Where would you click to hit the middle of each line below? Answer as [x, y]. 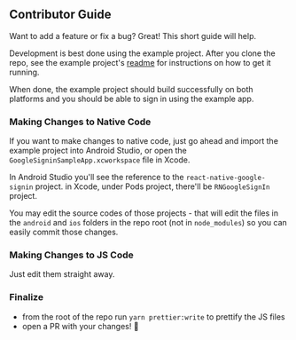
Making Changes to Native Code [80, 122]
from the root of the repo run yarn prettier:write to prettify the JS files [153, 316]
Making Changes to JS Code [72, 255]
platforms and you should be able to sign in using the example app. [132, 99]
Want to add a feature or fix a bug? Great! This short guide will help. [133, 36]
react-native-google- [226, 178]
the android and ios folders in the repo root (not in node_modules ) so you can [148, 223]
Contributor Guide [60, 15]
